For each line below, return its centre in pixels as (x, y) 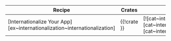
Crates (129, 10)
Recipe (62, 10)
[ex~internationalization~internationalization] (62, 28)
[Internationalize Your (34, 22)
